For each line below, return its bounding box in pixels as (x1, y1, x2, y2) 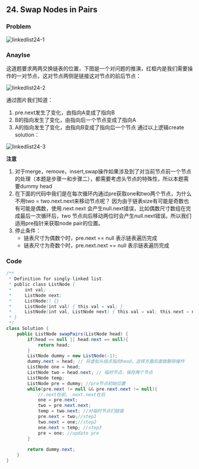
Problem (6, 23, 31, 31)
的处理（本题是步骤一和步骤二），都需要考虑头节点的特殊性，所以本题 (14, 175, 184, 182)
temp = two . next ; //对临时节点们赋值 (37, 408, 124, 414)
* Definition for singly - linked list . (8, 276, 105, 282)
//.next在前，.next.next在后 (37, 391, 105, 397)
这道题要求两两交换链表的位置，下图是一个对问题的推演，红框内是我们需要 (6, 65, 188, 72)
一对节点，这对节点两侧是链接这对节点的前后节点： (16, 72, 141, 79)
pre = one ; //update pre (37, 430, 99, 436)
